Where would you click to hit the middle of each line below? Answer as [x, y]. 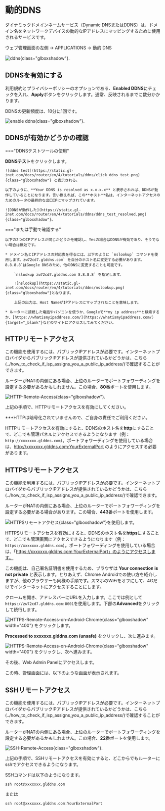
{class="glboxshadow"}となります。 [39, 293]
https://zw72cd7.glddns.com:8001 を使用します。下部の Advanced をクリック [82, 604]
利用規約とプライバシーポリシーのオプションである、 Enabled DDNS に [77, 88]
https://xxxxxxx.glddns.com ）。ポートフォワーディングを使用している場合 [80, 546]
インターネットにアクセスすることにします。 [59, 587]
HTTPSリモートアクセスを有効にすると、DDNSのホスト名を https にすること [82, 533]
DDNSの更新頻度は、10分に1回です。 [42, 111]
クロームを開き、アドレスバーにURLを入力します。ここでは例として [74, 598]
